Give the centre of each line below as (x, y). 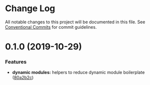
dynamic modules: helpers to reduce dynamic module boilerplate (78, 72)
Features (16, 62)
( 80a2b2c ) (23, 78)
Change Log (30, 8)
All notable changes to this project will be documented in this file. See (75, 22)
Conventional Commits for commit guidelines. (51, 27)
